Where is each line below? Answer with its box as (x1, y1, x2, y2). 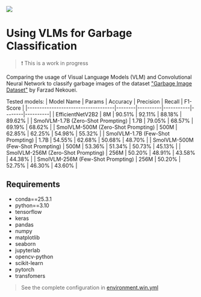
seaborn (14, 240, 36, 247)
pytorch (14, 266, 35, 273)
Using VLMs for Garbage (6, 27, 132, 40)
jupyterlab (14, 246, 40, 254)
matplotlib (14, 234, 40, 241)
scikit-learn (14, 259, 43, 266)
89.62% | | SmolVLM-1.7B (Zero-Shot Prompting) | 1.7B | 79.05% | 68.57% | (6, 117, 194, 124)
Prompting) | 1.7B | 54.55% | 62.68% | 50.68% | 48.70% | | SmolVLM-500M (6, 136, 194, 143)
